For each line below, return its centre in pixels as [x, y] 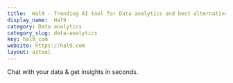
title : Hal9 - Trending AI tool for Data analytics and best [99, 13]
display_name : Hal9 [37, 20]
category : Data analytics [44, 26]
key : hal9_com [28, 39]
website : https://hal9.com [46, 46]
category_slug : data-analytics [52, 33]
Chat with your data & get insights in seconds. [73, 72]
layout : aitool [29, 53]
